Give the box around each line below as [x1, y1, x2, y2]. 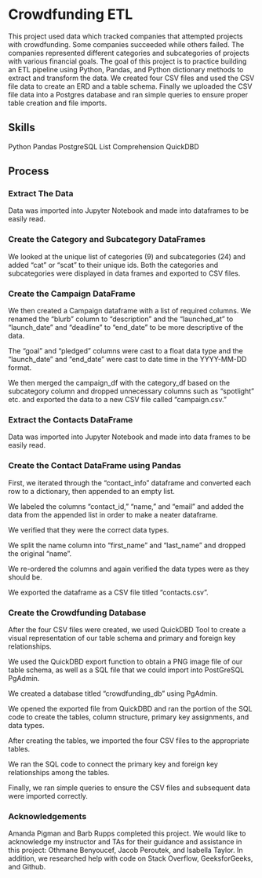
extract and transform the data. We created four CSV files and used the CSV [8, 73, 255, 82]
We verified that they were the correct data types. [8, 525, 169, 535]
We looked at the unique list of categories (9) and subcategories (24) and [8, 251, 246, 261]
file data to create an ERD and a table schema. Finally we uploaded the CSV [8, 81, 253, 91]
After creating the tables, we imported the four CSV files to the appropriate [8, 736, 249, 745]
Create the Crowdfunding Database [8, 607, 147, 618]
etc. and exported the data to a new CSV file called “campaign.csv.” [8, 395, 227, 404]
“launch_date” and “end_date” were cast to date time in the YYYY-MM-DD [8, 355, 247, 364]
